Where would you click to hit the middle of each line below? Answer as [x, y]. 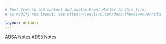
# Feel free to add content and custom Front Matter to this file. [76, 10]
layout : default [22, 23]
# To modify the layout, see [35, 14]
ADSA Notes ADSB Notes [31, 37]
